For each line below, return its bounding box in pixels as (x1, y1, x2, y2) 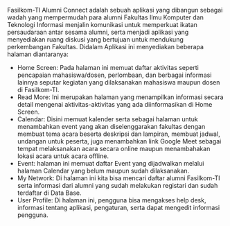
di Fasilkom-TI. (17, 86, 60, 94)
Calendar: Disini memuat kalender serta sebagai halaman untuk (17, 115, 199, 123)
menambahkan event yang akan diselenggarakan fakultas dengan (17, 123, 206, 130)
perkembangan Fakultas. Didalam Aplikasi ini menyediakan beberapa (7, 43, 204, 51)
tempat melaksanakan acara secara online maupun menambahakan (17, 145, 211, 153)
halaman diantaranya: (7, 50, 69, 58)
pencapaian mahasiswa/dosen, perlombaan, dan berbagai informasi (17, 71, 212, 79)
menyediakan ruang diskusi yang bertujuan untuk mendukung (7, 35, 184, 44)
